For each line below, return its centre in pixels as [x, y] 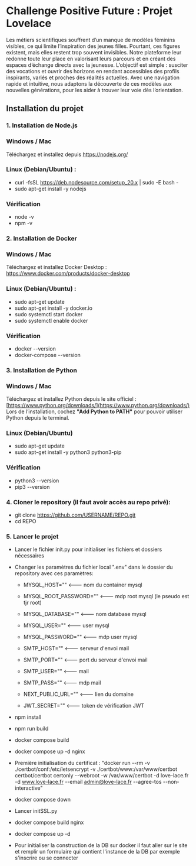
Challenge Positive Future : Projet [89, 11]
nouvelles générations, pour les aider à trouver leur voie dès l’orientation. [95, 90]
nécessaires [29, 556]
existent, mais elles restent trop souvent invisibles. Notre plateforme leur [94, 52]
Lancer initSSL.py [36, 811]
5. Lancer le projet [32, 536]
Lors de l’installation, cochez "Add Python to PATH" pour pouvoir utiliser [94, 411]
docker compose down [43, 800]
